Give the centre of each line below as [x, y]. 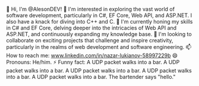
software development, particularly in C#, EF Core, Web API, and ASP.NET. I [99, 15]
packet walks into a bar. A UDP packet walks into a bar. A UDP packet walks [99, 70]
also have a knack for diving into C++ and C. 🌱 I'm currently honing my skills [99, 21]
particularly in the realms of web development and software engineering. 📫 [99, 47]
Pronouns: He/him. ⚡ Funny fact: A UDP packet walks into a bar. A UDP [93, 62]
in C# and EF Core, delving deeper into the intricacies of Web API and [91, 28]
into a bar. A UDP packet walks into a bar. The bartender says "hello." [91, 77]
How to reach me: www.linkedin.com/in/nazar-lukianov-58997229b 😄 [92, 55]
